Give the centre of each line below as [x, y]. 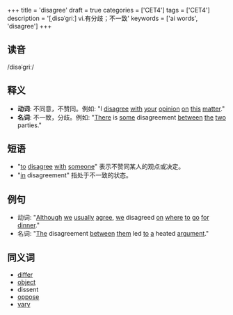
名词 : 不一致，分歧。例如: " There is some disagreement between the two [121, 117]
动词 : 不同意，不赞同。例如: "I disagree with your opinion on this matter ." [121, 108]
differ [25, 275]
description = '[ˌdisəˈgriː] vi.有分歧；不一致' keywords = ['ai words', [103, 18]
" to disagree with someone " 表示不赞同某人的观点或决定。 [101, 167]
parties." [29, 125]
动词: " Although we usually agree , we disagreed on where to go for [113, 218]
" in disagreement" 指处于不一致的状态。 [74, 175]
